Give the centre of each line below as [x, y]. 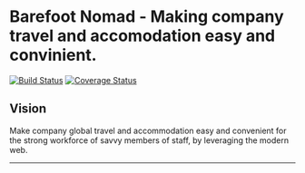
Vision [28, 109]
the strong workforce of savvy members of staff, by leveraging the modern [149, 140]
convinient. [53, 55]
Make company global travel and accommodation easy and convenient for [148, 130]
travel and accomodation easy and [143, 36]
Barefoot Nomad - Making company [147, 17]
